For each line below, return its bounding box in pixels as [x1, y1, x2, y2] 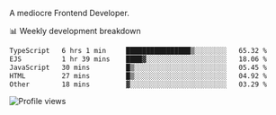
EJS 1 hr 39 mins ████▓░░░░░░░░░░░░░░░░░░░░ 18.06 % [9, 54, 268, 64]
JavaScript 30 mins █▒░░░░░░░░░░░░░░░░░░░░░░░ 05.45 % [9, 63, 268, 72]
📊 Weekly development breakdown [9, 26, 141, 36]
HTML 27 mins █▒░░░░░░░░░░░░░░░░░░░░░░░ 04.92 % [9, 71, 268, 80]
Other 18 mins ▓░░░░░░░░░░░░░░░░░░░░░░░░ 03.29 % [9, 80, 268, 89]
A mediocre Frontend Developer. [9, 8, 130, 18]
